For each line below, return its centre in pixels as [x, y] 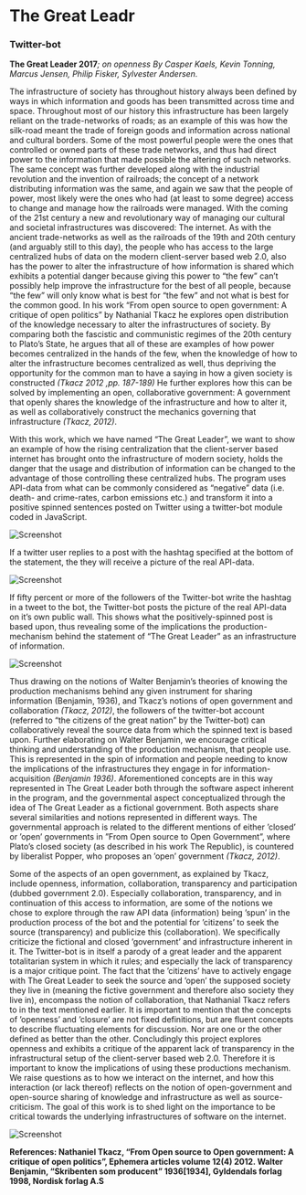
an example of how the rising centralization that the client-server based [144, 449]
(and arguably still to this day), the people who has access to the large [142, 247]
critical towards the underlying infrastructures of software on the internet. [148, 1116]
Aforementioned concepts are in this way [196, 778]
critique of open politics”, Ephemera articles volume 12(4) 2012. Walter [146, 1162]
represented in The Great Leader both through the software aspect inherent [152, 788]
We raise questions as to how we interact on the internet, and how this [142, 1078]
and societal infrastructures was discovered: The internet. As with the [141, 227]
